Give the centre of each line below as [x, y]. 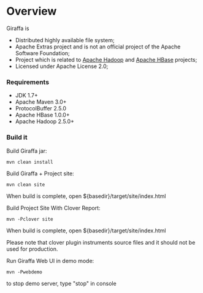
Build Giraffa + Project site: [40, 173]
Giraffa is [18, 28]
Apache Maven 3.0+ [41, 102]
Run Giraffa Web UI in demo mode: [50, 261]
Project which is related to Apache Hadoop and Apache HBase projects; [106, 59]
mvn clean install [30, 162]
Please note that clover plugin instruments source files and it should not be [101, 242]
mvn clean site [26, 185]
